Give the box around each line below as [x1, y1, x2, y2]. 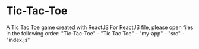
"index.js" [6, 36, 30, 43]
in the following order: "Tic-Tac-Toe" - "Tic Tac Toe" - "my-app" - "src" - [6, 30, 185, 37]
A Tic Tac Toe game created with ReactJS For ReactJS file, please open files [6, 24, 194, 31]
